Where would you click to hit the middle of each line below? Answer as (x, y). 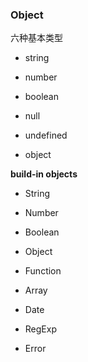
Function (43, 271)
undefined (46, 135)
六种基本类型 (36, 38)
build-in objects (44, 174)
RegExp (40, 329)
